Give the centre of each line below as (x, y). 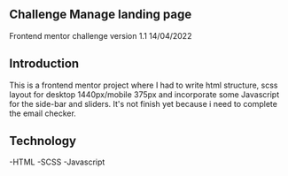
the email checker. (43, 113)
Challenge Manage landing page (101, 15)
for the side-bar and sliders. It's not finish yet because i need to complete (143, 103)
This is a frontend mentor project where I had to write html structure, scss (144, 85)
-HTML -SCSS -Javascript (57, 162)
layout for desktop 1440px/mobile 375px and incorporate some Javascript (144, 94)
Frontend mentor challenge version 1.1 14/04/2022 (101, 35)
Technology (43, 141)
